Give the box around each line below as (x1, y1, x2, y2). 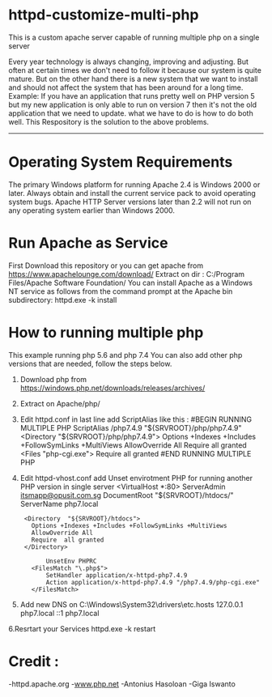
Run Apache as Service (8, 234, 168, 253)
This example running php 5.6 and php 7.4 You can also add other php (8, 350, 243, 359)
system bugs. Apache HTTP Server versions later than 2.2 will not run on (8, 197, 252, 206)
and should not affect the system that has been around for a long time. (8, 83, 244, 92)
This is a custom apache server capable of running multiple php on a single (8, 32, 260, 42)
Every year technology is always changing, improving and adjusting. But (8, 57, 249, 66)
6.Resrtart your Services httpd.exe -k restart (8, 623, 156, 633)
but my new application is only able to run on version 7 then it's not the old (8, 100, 257, 109)
